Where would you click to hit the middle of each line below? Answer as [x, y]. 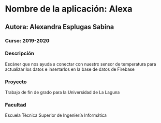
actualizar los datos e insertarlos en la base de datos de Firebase [70, 69]
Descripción [20, 53]
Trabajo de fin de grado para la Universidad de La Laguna [62, 92]
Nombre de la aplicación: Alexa [69, 9]
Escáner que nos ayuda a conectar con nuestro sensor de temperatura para [80, 64]
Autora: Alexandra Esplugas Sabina [59, 27]
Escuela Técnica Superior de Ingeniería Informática [56, 115]
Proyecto [16, 82]
